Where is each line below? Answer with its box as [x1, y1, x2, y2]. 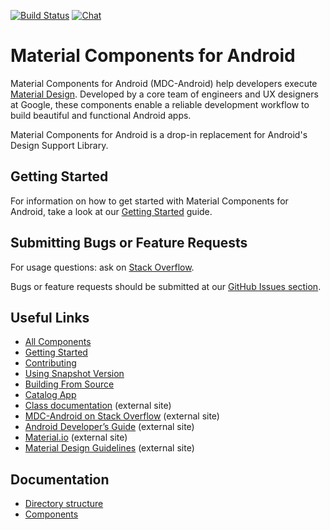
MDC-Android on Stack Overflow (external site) [24, 410, 220, 422]
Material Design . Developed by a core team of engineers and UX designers [10, 88, 319, 100]
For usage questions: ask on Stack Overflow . [10, 261, 195, 273]
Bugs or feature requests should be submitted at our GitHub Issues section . [10, 280, 322, 292]
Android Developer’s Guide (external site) [24, 421, 195, 433]
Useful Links [10, 309, 90, 326]
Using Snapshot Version [24, 368, 125, 380]
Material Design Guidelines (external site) [24, 442, 195, 454]
